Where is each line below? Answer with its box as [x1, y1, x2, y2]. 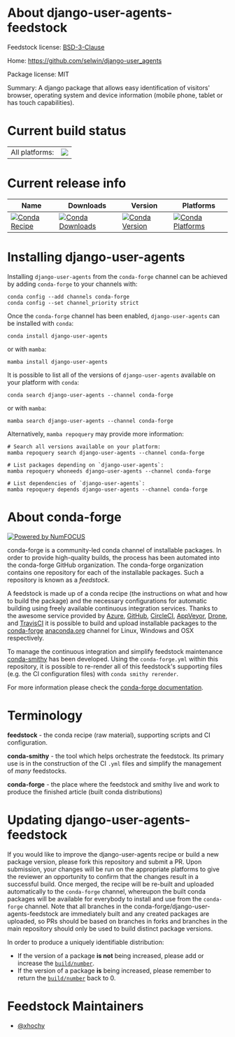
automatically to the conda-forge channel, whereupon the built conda [7, 887, 206, 896]
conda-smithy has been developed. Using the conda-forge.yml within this [7, 655, 219, 663]
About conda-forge [7, 509, 122, 525]
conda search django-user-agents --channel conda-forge [7, 392, 173, 399]
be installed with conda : [7, 319, 74, 327]
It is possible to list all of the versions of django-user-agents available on [7, 371, 215, 379]
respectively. [7, 634, 44, 642]
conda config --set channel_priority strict [7, 299, 139, 306]
